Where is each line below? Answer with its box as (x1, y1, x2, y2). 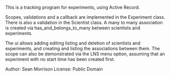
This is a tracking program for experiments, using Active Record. (5, 5, 141, 10)
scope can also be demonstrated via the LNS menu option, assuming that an (5, 51, 165, 57)
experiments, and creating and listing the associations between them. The (5, 46, 160, 51)
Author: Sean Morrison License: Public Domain (5, 66, 103, 72)
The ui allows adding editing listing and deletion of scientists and (5, 40, 141, 46)
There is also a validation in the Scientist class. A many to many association (5, 20, 163, 25)
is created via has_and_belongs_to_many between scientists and (5, 25, 141, 31)
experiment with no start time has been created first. (5, 56, 115, 62)
